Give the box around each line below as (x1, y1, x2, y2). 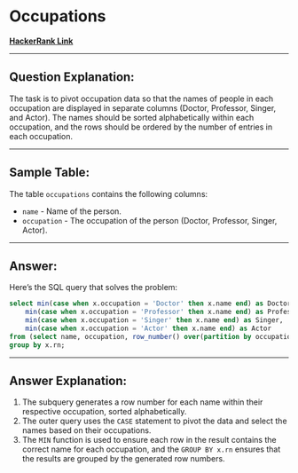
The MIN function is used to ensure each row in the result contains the (21, 435, 277, 445)
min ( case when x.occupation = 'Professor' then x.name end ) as (25, 308, 264, 317)
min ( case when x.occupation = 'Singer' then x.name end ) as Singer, (25, 316, 284, 325)
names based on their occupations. (21, 425, 152, 436)
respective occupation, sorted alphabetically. (21, 406, 187, 417)
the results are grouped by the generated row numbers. (21, 453, 225, 464)
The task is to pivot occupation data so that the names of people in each (9, 93, 274, 104)
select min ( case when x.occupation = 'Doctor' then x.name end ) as (9, 299, 264, 308)
